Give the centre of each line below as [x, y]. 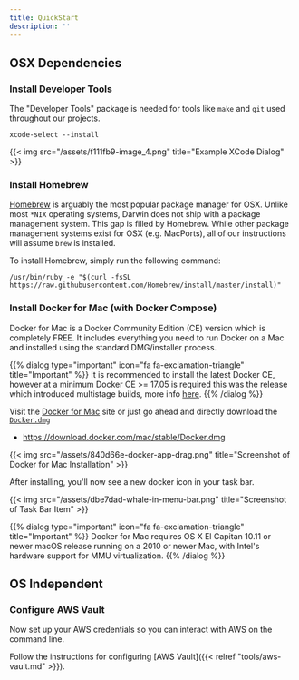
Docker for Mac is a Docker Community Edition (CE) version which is [137, 328]
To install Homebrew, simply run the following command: [115, 261]
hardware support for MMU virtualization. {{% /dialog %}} [117, 556]
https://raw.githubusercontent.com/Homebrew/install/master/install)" [145, 286]
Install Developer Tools [61, 89]
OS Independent [56, 584]
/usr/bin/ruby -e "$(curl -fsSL [70, 278]
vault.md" [28, 666]
